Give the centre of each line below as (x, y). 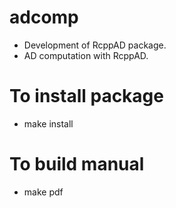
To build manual (77, 164)
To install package (86, 96)
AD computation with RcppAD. (86, 55)
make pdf (43, 192)
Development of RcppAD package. (95, 45)
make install (48, 123)
